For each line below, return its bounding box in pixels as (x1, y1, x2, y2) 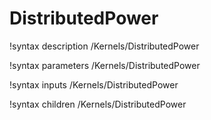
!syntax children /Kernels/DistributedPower (9, 98, 187, 110)
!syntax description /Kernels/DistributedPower (9, 40, 200, 52)
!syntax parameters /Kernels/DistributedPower (9, 59, 201, 71)
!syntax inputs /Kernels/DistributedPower (9, 78, 179, 91)
